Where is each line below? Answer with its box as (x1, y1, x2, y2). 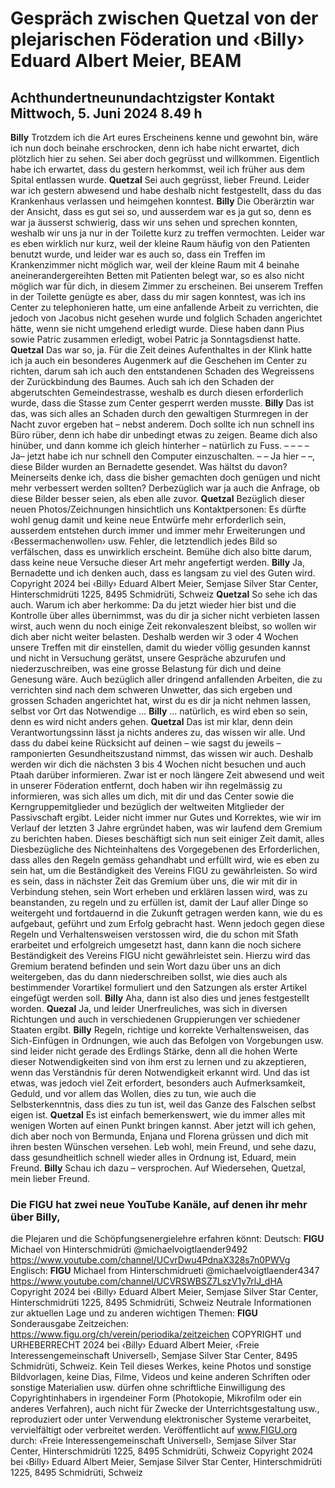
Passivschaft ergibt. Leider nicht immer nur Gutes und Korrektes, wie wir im (10, 812, 322, 823)
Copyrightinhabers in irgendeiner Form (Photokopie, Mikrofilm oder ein (10, 1392, 302, 1404)
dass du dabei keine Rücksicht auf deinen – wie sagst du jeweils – (10, 737, 282, 749)
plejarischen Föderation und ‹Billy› (10, 28, 305, 51)
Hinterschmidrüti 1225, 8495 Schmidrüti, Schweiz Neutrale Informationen (10, 1297, 312, 1309)
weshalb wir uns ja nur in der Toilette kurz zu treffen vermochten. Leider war (10, 227, 326, 239)
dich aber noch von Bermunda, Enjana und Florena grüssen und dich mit (10, 1130, 309, 1142)
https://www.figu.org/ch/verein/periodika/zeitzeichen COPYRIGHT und (10, 1328, 302, 1341)
